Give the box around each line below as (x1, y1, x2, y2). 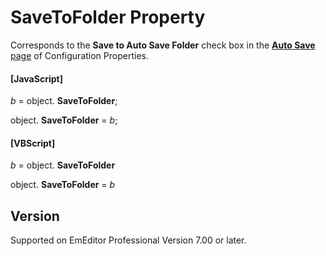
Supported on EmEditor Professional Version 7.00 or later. (10, 234, 247, 246)
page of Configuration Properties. (10, 49, 149, 61)
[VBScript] (10, 137, 56, 149)
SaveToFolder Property (10, 6, 206, 29)
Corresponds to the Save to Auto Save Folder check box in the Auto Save (10, 39, 316, 51)
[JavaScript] (10, 72, 63, 85)
